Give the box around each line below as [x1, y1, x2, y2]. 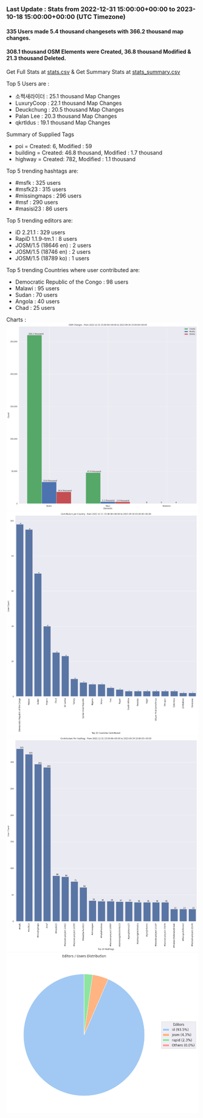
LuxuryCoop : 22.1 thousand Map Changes [15, 99, 122, 107]
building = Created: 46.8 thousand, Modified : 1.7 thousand [15, 149, 163, 156]
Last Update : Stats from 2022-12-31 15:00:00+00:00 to [6, 5, 176, 13]
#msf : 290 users [15, 198, 58, 206]
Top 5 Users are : [6, 80, 50, 87]
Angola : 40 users [15, 298, 60, 305]
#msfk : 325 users [15, 179, 61, 186]
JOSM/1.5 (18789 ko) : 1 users [15, 254, 90, 262]
